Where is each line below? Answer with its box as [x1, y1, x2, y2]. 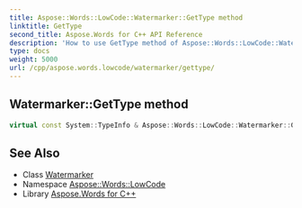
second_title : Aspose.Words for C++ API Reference [9, 30, 203, 39]
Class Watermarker [22, 169, 94, 180]
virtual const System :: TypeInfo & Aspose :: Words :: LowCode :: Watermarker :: [9, 121, 292, 130]
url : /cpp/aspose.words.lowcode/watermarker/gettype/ [9, 64, 216, 73]
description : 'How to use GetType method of [9, 38, 179, 48]
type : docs [9, 47, 50, 56]
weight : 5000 [9, 55, 58, 64]
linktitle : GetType [9, 22, 83, 31]
